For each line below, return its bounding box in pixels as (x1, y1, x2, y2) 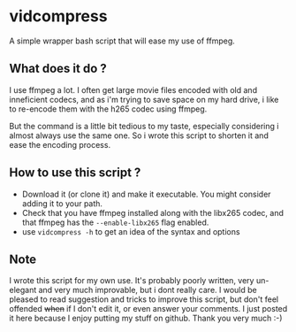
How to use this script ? (9, 166, 141, 181)
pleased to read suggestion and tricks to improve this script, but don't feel (9, 294, 279, 305)
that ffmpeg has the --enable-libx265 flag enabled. (21, 217, 209, 228)
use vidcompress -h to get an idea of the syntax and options (21, 226, 240, 236)
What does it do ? (9, 61, 108, 76)
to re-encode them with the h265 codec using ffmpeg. (9, 104, 208, 114)
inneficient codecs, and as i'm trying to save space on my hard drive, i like (9, 94, 279, 104)
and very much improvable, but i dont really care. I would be (38, 285, 258, 296)
